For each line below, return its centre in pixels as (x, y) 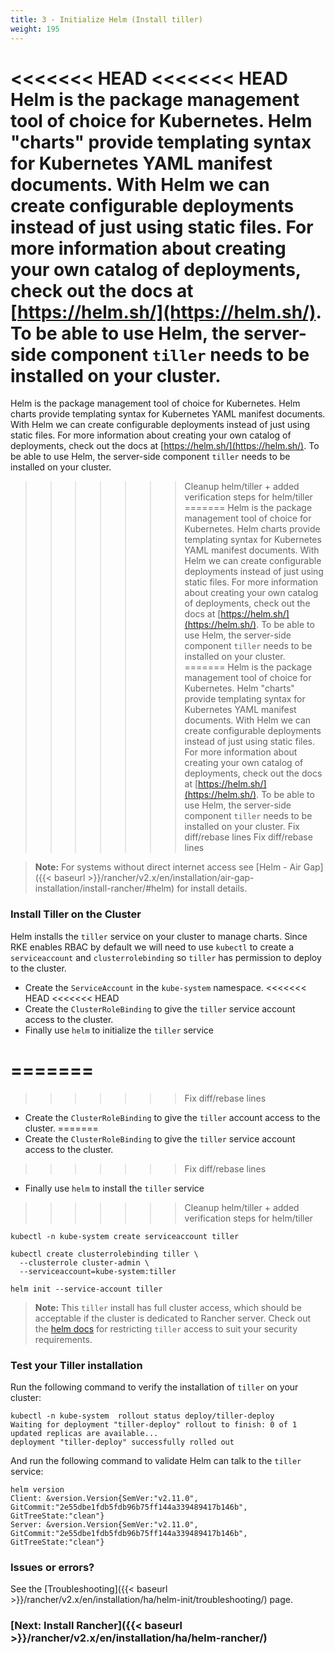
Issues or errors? (52, 1567)
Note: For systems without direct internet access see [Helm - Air (168, 867)
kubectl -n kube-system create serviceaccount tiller (125, 1236)
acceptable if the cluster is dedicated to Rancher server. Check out (173, 1318)
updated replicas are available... (84, 1433)
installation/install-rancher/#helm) (104, 888)
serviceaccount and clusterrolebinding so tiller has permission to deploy (166, 957)
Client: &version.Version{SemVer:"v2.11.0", (104, 1498)
